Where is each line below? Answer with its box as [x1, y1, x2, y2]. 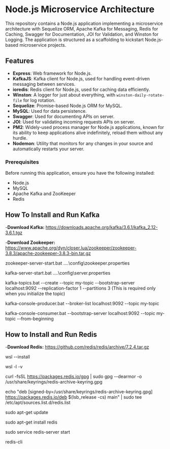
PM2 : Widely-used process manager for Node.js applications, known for [12, 124, 164, 130]
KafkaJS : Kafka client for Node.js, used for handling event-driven [12, 75, 150, 82]
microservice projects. [19, 42, 66, 48]
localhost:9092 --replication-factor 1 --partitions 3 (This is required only [5, 285, 156, 291]
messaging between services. [12, 81, 76, 87]
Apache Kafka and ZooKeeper [12, 190, 76, 197]
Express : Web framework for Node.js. [12, 70, 92, 76]
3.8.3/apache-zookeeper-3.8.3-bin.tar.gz [5, 250, 91, 256]
